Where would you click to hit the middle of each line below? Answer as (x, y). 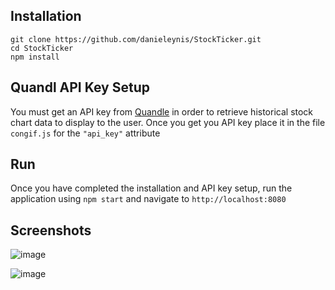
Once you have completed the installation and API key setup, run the (151, 188)
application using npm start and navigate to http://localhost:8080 (148, 199)
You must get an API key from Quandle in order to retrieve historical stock (162, 111)
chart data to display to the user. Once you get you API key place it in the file (168, 122)
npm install (35, 57)
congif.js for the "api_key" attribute (85, 133)
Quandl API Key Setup (80, 87)
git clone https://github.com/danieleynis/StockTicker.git (136, 39)
